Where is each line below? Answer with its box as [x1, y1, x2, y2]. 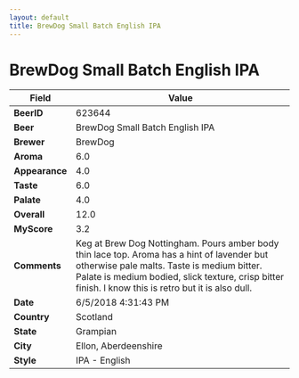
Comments [13, 259, 62, 272]
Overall [13, 209, 45, 221]
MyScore [13, 223, 53, 235]
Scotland [75, 311, 113, 324]
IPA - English [75, 354, 131, 366]
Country [13, 311, 50, 324]
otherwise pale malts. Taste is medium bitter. [75, 259, 263, 272]
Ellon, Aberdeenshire [75, 340, 163, 352]
